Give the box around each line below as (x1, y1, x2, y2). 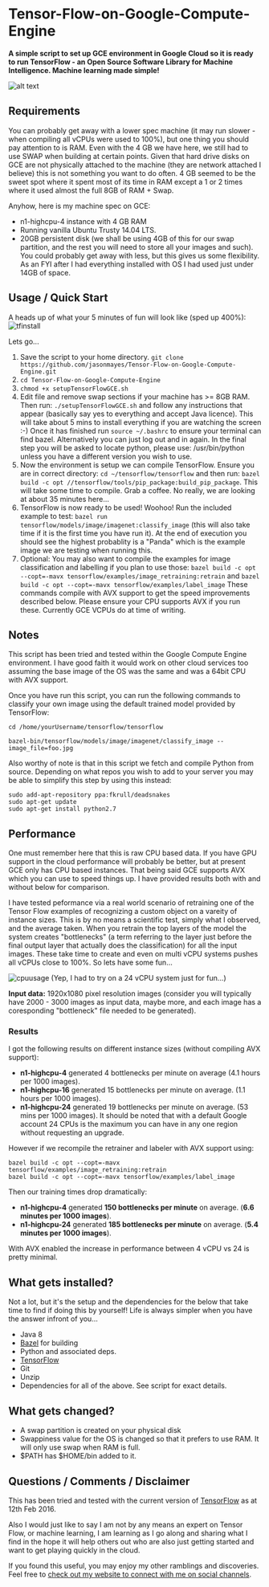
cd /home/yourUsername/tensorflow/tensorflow (8, 724, 163, 732)
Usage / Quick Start (8, 291, 108, 305)
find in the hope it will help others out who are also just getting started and (8, 1536, 255, 1546)
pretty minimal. (8, 1252, 58, 1262)
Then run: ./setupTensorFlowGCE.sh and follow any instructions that (19, 400, 243, 410)
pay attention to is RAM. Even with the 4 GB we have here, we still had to (8, 142, 249, 153)
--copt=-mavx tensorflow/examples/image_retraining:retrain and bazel (19, 571, 260, 581)
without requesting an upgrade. (19, 1128, 124, 1137)
